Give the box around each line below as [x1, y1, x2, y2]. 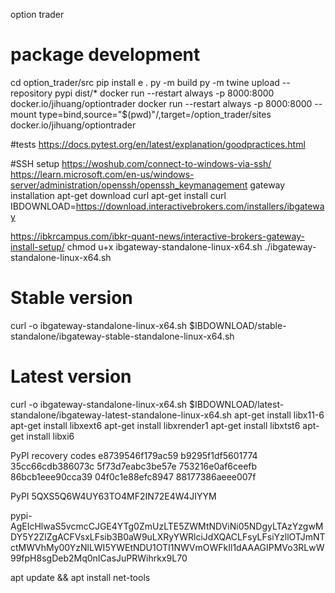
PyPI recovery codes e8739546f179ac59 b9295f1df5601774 [10, 449, 258, 461]
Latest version [10, 365, 132, 388]
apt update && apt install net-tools [10, 571, 151, 583]
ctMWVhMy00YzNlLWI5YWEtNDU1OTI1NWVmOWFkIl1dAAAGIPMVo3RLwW [10, 541, 325, 553]
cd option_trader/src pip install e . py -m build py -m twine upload [10, 76, 280, 88]
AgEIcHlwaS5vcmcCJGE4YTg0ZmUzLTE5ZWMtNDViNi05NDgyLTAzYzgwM [10, 520, 324, 532]
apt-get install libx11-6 [234, 409, 325, 421]
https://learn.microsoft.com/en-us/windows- [10, 168, 195, 180]
